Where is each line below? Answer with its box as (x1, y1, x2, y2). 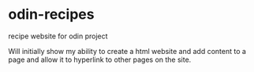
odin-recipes (8, 5, 95, 23)
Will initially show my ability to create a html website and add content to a (8, 46, 247, 56)
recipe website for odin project (8, 31, 108, 41)
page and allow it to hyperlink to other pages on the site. (8, 55, 192, 64)
